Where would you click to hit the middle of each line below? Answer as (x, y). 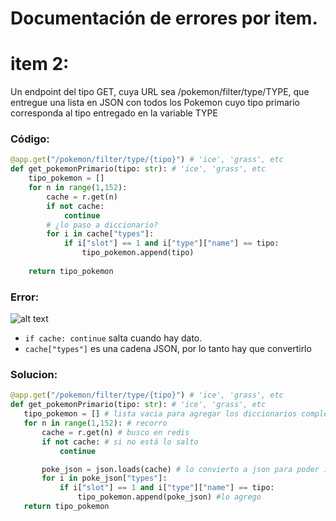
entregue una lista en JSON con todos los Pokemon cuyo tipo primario (155, 103)
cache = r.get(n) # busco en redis (115, 432)
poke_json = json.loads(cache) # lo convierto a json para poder (180, 469)
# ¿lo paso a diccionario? (102, 225)
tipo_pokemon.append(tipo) (138, 253)
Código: (30, 139)
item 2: (40, 64)
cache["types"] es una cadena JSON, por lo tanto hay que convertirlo (168, 349)
